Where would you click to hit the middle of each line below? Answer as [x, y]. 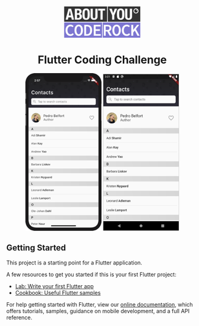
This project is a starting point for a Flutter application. [74, 263]
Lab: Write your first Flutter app [54, 286]
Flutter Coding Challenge [102, 59]
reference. [19, 317]
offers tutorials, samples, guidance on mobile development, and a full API [98, 311]
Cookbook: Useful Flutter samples [58, 292]
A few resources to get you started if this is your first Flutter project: [91, 274]
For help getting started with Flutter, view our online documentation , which [100, 304]
